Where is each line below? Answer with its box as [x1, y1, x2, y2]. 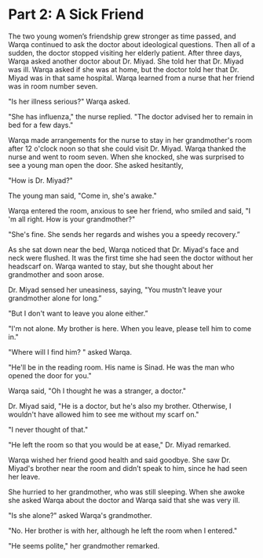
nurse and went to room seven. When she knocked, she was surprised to [8, 151, 245, 162]
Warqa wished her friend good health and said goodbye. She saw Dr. [8, 455, 232, 465]
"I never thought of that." [8, 425, 89, 434]
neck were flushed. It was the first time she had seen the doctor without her [8, 253, 254, 262]
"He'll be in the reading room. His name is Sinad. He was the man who [8, 363, 236, 372]
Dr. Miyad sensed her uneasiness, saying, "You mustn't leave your [8, 285, 222, 294]
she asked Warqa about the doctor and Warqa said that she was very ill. [8, 495, 241, 505]
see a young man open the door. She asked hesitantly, [8, 160, 184, 170]
